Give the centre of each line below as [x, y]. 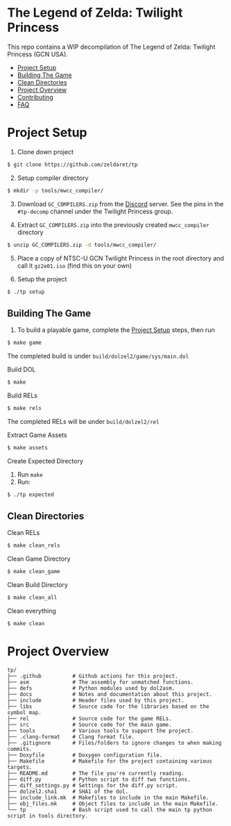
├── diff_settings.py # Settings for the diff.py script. [93, 785]
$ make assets [28, 447]
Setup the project [42, 279]
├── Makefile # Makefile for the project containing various [110, 761]
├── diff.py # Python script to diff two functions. [99, 779]
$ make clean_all [32, 598]
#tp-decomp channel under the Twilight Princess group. [95, 211]
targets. [20, 767]
